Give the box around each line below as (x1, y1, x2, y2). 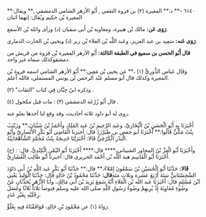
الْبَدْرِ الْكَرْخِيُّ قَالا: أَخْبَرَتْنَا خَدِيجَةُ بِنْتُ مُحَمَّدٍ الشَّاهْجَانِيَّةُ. (7, 135, 128, 142)
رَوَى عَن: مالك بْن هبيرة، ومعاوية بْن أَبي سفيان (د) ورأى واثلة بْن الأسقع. (7, 26, 168, 32)
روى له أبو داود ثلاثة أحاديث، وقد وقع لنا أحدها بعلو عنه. (7, 110, 130, 117)
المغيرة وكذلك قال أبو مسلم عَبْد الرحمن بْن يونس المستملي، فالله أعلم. (7, 74, 169, 81)
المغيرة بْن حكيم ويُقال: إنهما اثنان (7, 13, 82, 21)
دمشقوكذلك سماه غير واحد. (7, 56, 70, 63)
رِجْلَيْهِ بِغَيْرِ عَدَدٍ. (7, 191, 42, 198)
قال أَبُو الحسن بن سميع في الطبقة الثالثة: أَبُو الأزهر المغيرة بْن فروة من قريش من (7, 49, 191, 56)
